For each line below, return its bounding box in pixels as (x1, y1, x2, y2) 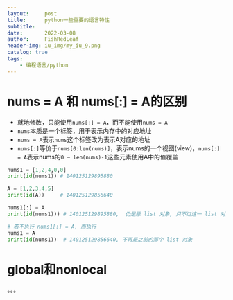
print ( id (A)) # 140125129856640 (7, 192, 113, 199)
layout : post (7, 10, 58, 17)
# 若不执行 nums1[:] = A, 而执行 (7, 223, 96, 230)
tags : (7, 55, 23, 62)
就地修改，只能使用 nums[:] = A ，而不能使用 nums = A (17, 118, 168, 126)
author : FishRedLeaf (7, 36, 79, 43)
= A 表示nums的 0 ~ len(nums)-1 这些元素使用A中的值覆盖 (17, 152, 179, 161)
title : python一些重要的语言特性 (7, 17, 110, 24)
